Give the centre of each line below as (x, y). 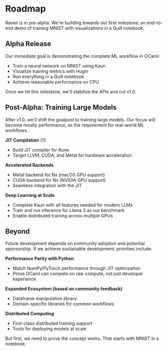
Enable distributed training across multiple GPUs (63, 216)
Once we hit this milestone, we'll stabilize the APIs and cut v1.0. (71, 92)
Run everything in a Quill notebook (48, 77)
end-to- (155, 23)
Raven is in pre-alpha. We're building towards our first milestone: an (75, 23)
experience (24, 279)
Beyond (18, 231)
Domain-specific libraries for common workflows (63, 304)
